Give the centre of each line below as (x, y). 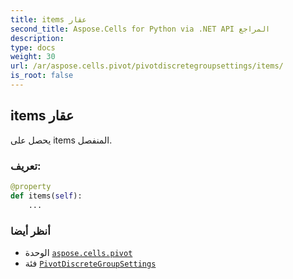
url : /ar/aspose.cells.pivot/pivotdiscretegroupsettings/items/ (147, 66)
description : (37, 38)
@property (31, 186)
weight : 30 (33, 57)
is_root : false (42, 76)
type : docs (33, 47)
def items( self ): (46, 196)
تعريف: (26, 166)
